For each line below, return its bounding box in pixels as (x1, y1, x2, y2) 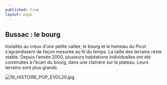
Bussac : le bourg (5, 30, 61, 39)
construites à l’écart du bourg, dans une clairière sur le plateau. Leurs (5, 59, 149, 65)
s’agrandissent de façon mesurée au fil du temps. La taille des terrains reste (5, 49, 162, 55)
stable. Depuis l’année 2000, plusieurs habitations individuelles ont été (5, 54, 151, 60)
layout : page (5, 12, 33, 17)
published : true (5, 7, 39, 12)
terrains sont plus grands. (5, 65, 59, 71)
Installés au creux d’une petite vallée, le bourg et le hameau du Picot (5, 43, 146, 50)
